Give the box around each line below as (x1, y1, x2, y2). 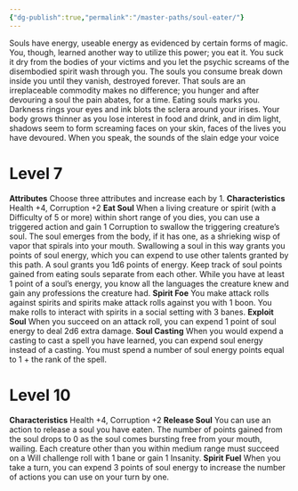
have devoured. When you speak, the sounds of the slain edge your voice (9, 132, 279, 143)
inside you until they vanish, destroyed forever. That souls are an (9, 75, 246, 86)
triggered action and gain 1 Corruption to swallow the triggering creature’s (9, 221, 280, 232)
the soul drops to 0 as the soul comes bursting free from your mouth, (9, 433, 262, 444)
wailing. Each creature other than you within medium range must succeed (9, 443, 280, 454)
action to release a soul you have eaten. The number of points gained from (9, 424, 283, 435)
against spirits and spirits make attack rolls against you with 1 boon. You (9, 297, 273, 307)
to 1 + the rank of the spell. (9, 354, 107, 364)
